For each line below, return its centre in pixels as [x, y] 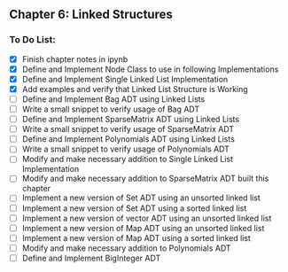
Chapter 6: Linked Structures [91, 15]
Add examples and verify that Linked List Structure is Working [135, 89]
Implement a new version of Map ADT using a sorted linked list [136, 237]
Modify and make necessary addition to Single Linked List [127, 159]
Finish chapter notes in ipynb [75, 59]
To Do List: [32, 40]
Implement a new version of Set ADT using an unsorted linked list [141, 198]
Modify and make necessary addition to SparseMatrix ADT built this [145, 179]
